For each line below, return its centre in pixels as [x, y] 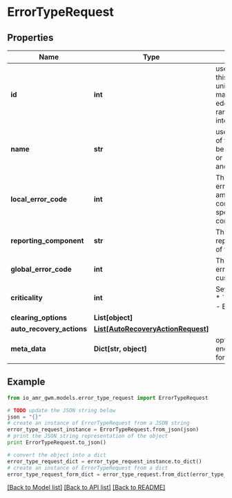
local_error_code [39, 199]
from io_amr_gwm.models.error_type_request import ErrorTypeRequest [108, 398]
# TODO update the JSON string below [61, 410]
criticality [27, 298]
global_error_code [41, 269]
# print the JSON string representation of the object [88, 436]
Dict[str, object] [120, 349]
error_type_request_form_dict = [54, 474]
